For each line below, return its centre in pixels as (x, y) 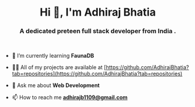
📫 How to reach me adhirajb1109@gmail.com (70, 97)
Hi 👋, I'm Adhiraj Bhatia (98, 12)
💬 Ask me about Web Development (56, 85)
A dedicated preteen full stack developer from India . (98, 31)
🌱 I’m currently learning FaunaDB (53, 56)
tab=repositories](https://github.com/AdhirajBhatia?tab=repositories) (97, 74)
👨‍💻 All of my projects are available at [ (59, 67)
